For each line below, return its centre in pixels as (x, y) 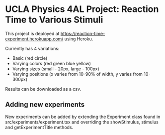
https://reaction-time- (83, 33)
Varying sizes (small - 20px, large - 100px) (56, 69)
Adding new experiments (45, 105)
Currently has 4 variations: (32, 48)
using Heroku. (79, 39)
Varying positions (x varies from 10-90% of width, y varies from (78, 74)
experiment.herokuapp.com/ (34, 39)
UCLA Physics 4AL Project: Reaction (82, 9)
